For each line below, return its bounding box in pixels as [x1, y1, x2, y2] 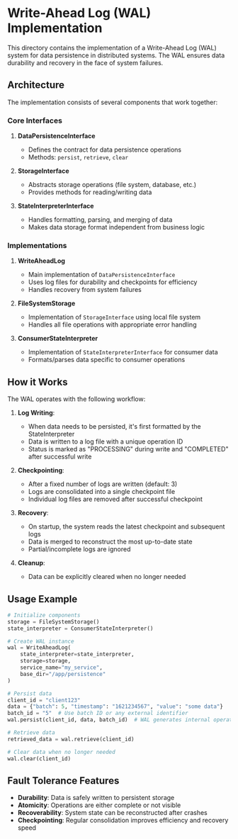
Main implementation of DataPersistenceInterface [28, 271, 176, 279]
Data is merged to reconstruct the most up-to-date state [28, 537, 193, 546]
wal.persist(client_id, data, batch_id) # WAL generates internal [7, 716, 211, 723]
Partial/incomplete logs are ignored [28, 545, 131, 553]
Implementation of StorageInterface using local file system [28, 313, 201, 322]
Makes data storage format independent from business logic [28, 223, 205, 232]
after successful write [28, 452, 92, 461]
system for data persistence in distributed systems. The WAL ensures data [7, 51, 225, 60]
